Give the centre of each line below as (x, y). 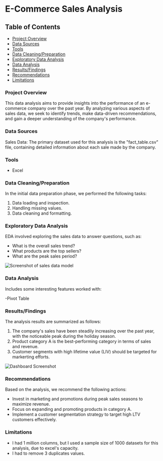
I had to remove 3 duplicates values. (48, 453)
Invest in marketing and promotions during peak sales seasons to (77, 399)
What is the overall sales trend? (44, 246)
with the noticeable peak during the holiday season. (64, 336)
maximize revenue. (31, 404)
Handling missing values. (37, 208)
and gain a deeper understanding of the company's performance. (71, 119)
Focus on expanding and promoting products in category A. (72, 409)
